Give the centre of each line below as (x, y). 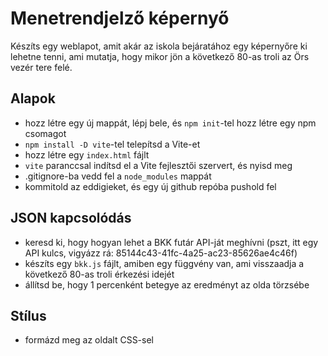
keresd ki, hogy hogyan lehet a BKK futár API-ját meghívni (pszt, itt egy (171, 242)
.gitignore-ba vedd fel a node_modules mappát (118, 176)
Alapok (33, 98)
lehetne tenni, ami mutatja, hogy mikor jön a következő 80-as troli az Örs (160, 56)
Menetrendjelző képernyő (120, 18)
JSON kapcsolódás (71, 218)
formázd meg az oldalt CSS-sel (89, 340)
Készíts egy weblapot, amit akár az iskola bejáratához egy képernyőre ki (159, 46)
